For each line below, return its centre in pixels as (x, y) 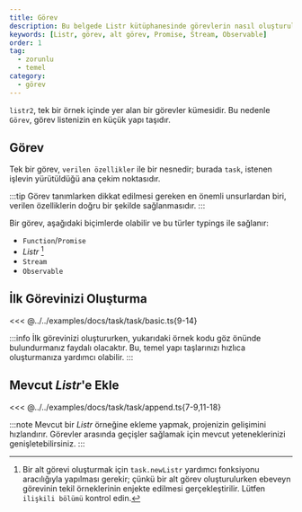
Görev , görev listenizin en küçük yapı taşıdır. (90, 119)
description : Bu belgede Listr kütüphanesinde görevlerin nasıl (132, 26)
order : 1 (26, 43)
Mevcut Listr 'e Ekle (64, 386)
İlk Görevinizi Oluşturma (78, 299)
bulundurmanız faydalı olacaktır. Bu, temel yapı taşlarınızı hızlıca (127, 348)
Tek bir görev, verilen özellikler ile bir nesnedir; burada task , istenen (141, 169)
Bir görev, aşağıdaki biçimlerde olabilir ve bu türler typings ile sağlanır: (139, 223)
